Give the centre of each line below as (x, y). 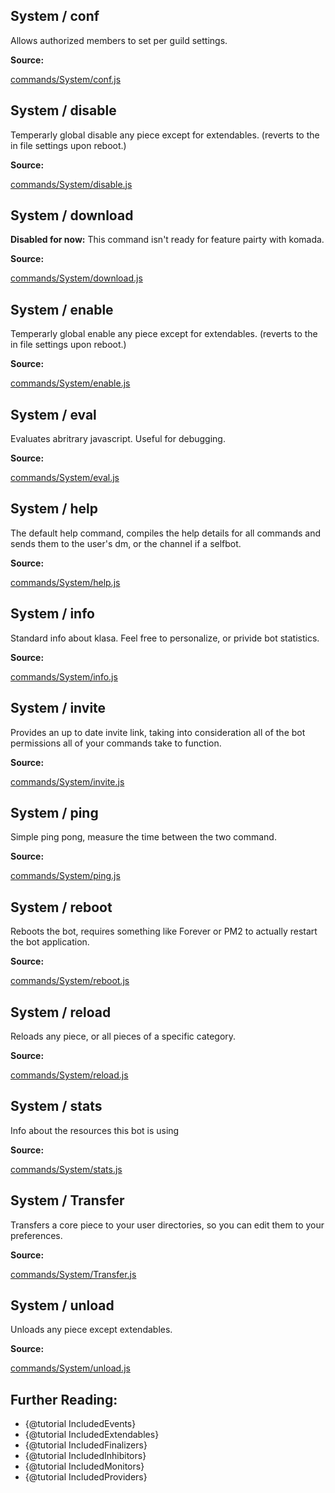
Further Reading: (64, 1399)
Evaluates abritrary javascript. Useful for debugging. (118, 439)
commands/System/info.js (64, 676)
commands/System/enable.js (70, 383)
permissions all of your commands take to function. (116, 743)
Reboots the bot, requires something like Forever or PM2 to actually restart (164, 931)
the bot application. (50, 942)
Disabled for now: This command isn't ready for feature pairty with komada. (167, 240)
